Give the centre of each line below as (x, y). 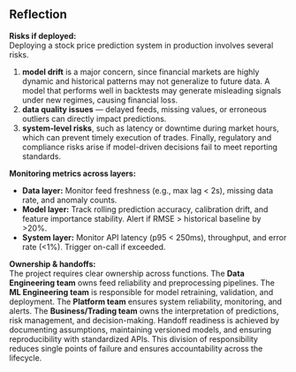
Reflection (38, 15)
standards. (42, 156)
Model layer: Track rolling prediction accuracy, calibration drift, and (145, 209)
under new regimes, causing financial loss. (100, 100)
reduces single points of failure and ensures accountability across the (136, 348)
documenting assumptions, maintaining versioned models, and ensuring (140, 330)
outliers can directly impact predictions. (94, 118)
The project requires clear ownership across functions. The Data (127, 273)
